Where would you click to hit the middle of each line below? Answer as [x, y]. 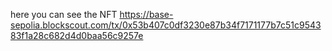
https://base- [146, 14]
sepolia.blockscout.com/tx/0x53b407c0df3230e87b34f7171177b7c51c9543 [166, 25]
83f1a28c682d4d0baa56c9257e [77, 35]
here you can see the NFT [64, 14]
